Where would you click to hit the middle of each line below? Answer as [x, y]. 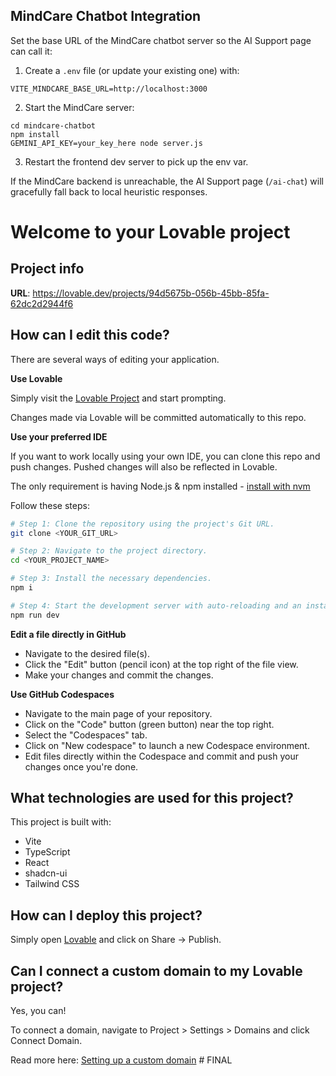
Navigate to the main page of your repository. [118, 713]
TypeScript [47, 852]
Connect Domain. [46, 1041]
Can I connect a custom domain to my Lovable [156, 970]
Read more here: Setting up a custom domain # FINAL [121, 1060]
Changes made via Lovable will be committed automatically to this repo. [158, 417]
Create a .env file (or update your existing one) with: [132, 70]
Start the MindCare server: [79, 107]
